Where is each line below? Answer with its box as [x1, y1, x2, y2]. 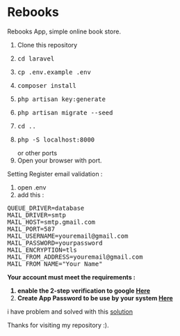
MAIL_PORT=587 [7, 224, 56, 233]
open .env [17, 183, 47, 192]
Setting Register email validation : [7, 169, 103, 178]
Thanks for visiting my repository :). [7, 321, 109, 329]
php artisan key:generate [17, 95, 106, 103]
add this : [17, 190, 44, 199]
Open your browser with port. [17, 156, 102, 165]
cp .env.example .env [17, 68, 92, 76]
